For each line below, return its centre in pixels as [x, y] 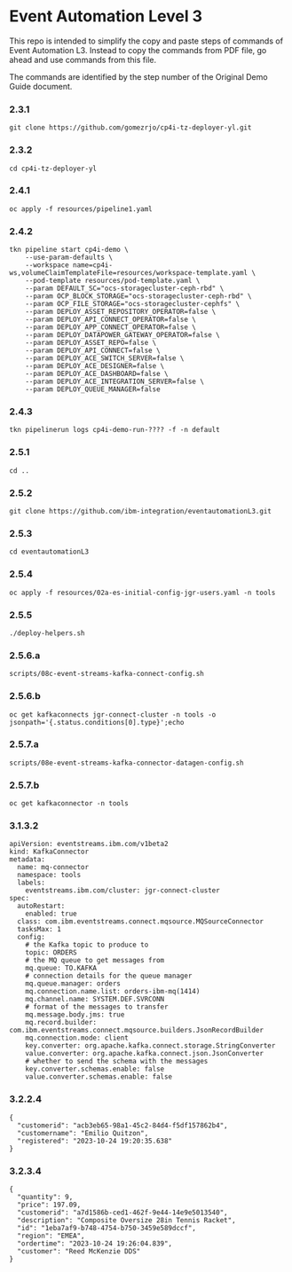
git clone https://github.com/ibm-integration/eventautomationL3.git [141, 512]
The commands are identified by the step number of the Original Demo [138, 76]
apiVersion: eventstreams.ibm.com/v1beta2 [89, 844]
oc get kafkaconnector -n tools [69, 804]
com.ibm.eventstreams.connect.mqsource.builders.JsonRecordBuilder [137, 1031]
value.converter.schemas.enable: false [99, 1077]
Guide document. [41, 86]
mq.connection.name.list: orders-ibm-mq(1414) [113, 992]
